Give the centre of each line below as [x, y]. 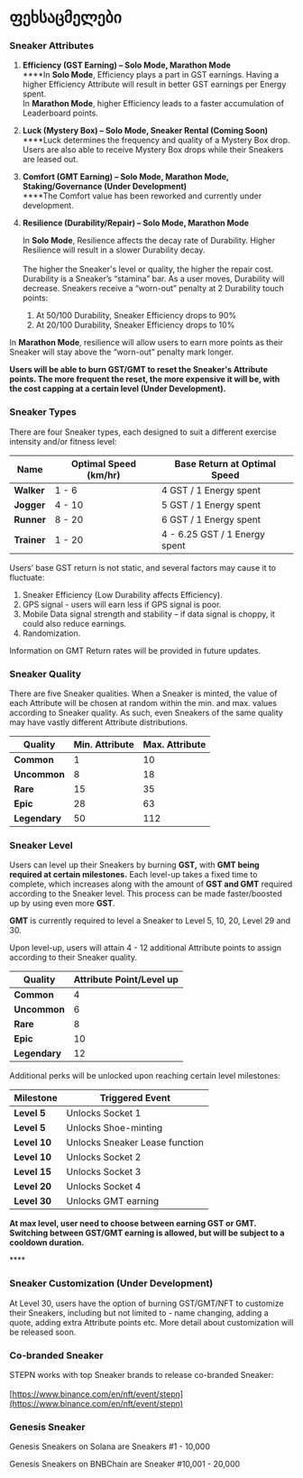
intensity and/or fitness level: [63, 441]
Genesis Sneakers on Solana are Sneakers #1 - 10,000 [110, 1446]
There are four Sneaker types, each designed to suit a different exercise [143, 432]
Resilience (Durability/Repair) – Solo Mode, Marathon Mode [136, 223]
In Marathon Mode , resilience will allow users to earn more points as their [147, 343]
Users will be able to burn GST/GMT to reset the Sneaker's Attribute [139, 370]
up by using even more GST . [62, 904]
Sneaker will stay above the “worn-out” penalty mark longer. [122, 352]
